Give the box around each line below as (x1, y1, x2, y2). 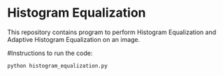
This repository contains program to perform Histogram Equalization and (7, 28, 217, 36)
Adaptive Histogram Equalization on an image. (7, 35, 141, 43)
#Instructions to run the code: (7, 49, 93, 57)
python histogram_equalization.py (7, 62, 108, 69)
